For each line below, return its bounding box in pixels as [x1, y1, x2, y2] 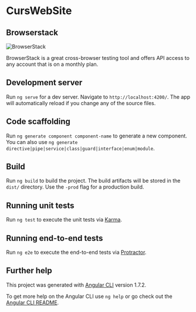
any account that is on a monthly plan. [6, 61, 99, 68]
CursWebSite [6, 4, 72, 18]
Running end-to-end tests [6, 233, 103, 243]
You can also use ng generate [6, 138, 78, 145]
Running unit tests [6, 200, 75, 210]
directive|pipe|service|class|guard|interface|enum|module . [6, 145, 155, 152]
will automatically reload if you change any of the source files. [6, 99, 156, 106]
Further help [6, 266, 53, 276]
